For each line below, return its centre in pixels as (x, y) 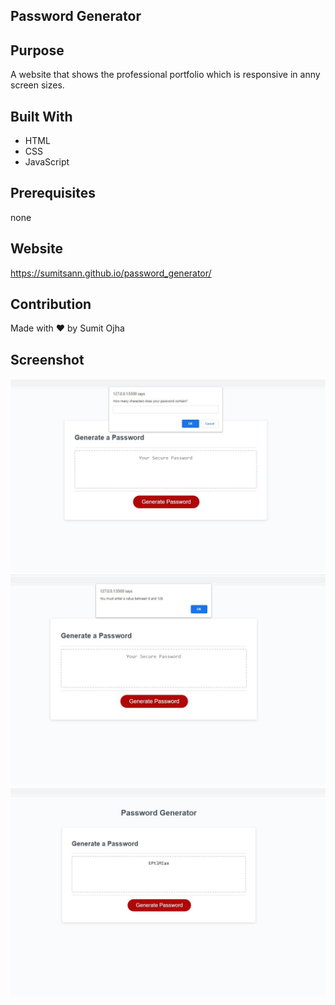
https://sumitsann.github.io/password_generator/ (111, 273)
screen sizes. (37, 85)
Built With (41, 116)
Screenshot (47, 359)
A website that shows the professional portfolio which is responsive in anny (165, 75)
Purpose (37, 50)
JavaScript (47, 162)
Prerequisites (53, 193)
